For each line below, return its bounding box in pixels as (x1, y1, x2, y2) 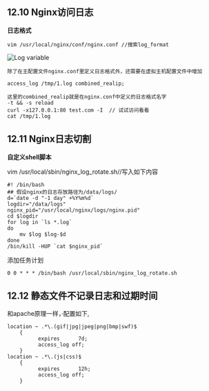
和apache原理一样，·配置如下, (7, 310, 90, 318)
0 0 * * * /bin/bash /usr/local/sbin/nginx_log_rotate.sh (7, 270, 177, 277)
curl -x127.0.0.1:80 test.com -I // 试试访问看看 (7, 106, 150, 114)
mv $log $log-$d (19, 230, 67, 238)
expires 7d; (37, 335, 88, 343)
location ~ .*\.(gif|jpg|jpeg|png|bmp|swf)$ (7, 323, 137, 330)
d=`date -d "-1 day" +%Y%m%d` (7, 194, 94, 201)
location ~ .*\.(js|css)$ (7, 354, 81, 361)
